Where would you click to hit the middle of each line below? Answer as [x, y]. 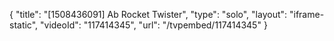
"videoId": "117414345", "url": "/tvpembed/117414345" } [154, 25]
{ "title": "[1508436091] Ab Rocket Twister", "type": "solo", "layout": [148, 14]
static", [24, 25]
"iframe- [307, 14]
